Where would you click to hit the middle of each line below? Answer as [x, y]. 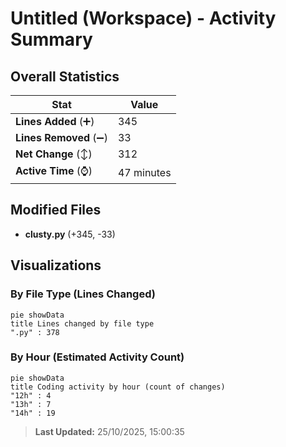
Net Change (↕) [54, 154]
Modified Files [56, 210]
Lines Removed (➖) [61, 137]
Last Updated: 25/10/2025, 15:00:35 [109, 431]
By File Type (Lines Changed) [83, 294]
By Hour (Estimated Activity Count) [97, 357]
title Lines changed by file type [82, 323]
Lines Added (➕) [55, 121]
